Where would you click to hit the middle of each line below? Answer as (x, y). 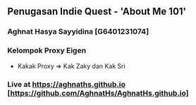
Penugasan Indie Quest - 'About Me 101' (97, 12)
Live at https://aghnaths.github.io (66, 84)
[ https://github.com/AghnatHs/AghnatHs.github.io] (98, 93)
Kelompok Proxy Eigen (47, 51)
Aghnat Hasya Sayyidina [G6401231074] (78, 32)
